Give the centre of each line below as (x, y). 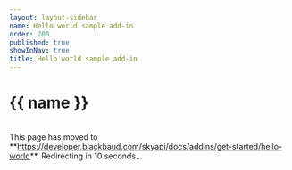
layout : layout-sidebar (54, 17)
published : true (39, 42)
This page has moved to (54, 137)
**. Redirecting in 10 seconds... (86, 156)
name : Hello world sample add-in (71, 26)
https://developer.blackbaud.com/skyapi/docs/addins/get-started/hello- (150, 146)
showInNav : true (39, 51)
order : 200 (29, 34)
